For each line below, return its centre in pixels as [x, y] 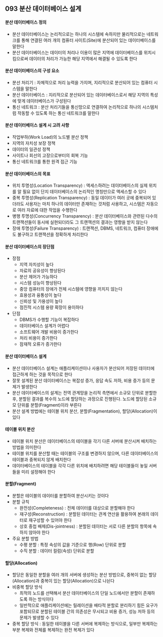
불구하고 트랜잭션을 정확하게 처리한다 [53, 235]
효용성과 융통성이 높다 [41, 295]
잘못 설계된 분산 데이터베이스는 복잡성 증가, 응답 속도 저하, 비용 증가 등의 [81, 380]
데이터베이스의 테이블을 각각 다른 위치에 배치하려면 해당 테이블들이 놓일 [80, 465]
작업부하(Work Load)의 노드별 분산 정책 [50, 137]
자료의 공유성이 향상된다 [42, 270]
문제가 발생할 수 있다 [39, 618]
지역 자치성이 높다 [36, 265]
